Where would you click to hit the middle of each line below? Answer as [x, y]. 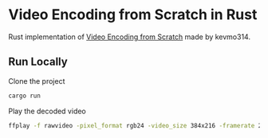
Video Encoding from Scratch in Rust [133, 15]
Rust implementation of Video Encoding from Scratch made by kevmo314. [130, 37]
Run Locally [38, 62]
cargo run [25, 96]
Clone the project [37, 81]
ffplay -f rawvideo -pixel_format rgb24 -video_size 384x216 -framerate [132, 125]
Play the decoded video [47, 111]
